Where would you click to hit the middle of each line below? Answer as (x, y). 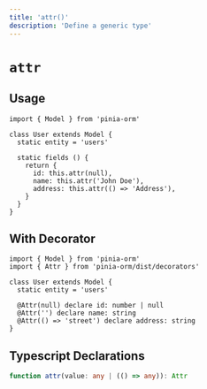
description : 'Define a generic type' (80, 26)
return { (41, 165)
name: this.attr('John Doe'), (88, 181)
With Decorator (52, 238)
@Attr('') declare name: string (77, 313)
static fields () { (53, 157)
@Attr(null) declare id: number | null (91, 306)
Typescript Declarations (77, 356)
